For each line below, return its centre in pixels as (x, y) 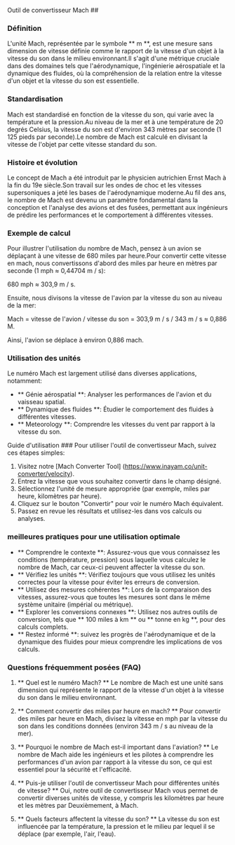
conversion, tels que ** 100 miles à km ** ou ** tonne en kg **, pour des (121, 619)
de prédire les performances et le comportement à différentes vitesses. (110, 215)
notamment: (25, 381)
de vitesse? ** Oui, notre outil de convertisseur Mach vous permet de (118, 791)
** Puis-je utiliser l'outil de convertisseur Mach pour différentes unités (118, 783)
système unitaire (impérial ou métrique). (75, 604)
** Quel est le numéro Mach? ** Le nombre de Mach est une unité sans (120, 683)
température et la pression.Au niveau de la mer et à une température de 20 (115, 121)
